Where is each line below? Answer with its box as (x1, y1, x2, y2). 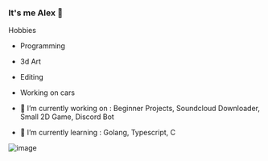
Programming (19, 41, 66, 51)
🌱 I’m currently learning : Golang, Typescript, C (19, 128, 176, 138)
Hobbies (8, 26, 36, 35)
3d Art (19, 56, 42, 67)
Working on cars (19, 88, 75, 97)
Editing (19, 72, 44, 82)
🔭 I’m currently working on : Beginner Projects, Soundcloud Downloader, (19, 104, 260, 114)
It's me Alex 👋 (8, 7, 63, 19)
